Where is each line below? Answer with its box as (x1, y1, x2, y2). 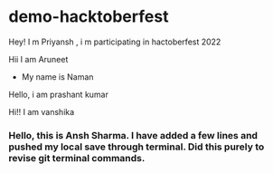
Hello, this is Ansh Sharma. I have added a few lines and (8, 129, 259, 141)
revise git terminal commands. (8, 151, 146, 164)
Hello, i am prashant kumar (8, 89, 109, 100)
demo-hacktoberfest (8, 6, 169, 27)
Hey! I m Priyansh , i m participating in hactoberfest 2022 (8, 36, 221, 47)
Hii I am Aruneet (8, 53, 69, 64)
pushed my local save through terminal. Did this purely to (8, 140, 265, 153)
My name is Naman (21, 71, 94, 82)
